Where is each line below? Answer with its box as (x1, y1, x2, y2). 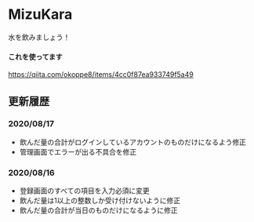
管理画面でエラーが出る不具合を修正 (19, 147, 137, 156)
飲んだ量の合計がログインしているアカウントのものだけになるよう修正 (19, 137, 247, 147)
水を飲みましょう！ (8, 32, 71, 42)
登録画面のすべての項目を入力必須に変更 (19, 186, 151, 195)
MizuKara (8, 5, 73, 24)
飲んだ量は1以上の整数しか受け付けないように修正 (19, 196, 181, 206)
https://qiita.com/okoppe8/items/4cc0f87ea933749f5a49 (8, 70, 194, 79)
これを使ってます (8, 52, 63, 61)
